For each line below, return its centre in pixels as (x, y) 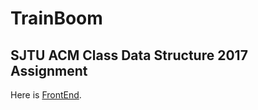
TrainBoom (56, 18)
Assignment (49, 70)
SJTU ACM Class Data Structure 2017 (129, 55)
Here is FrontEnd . (46, 95)
